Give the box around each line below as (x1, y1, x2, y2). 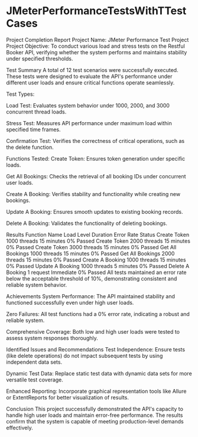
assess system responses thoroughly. (6, 334, 99, 341)
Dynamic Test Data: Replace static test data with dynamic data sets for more (6, 370, 192, 377)
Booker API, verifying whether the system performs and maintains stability (6, 48, 187, 56)
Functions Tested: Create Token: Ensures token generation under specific (6, 155, 185, 162)
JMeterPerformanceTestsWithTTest (6, 4, 187, 18)
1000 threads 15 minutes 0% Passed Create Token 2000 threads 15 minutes (6, 237, 191, 244)
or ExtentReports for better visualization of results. (6, 394, 129, 401)
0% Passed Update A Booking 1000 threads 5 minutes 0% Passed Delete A (6, 262, 190, 269)
